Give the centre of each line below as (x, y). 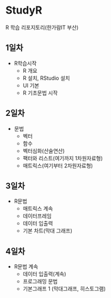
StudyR (24, 10)
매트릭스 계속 (38, 209)
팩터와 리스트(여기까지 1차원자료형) (63, 158)
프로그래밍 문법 (40, 281)
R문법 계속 (26, 267)
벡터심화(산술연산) (44, 151)
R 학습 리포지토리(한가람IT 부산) (42, 27)
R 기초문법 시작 (40, 93)
